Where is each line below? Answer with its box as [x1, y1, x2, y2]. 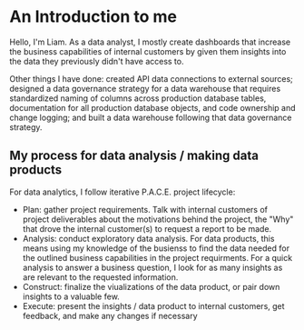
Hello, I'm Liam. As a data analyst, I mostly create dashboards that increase [9, 36, 291, 47]
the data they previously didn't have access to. [9, 55, 184, 66]
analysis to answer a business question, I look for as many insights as [22, 262, 283, 273]
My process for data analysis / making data [9, 148, 259, 164]
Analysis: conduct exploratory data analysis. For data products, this [22, 233, 275, 244]
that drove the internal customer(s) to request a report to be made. [22, 223, 272, 234]
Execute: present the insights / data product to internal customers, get [22, 300, 285, 311]
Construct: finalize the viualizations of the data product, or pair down [22, 281, 280, 292]
